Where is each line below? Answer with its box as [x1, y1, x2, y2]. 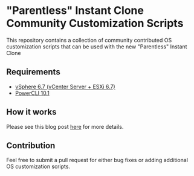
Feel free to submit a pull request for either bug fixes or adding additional [6, 157, 189, 164]
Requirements [6, 67, 60, 77]
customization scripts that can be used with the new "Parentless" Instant [6, 43, 187, 50]
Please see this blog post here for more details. [6, 123, 124, 130]
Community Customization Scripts [6, 16, 184, 30]
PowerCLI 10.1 [15, 89, 50, 97]
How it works [6, 107, 57, 117]
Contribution [6, 140, 56, 151]
